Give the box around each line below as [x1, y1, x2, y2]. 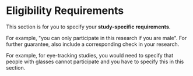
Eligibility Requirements [6, 4, 124, 17]
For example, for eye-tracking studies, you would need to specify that [6, 52, 174, 59]
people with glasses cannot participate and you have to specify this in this [6, 58, 184, 65]
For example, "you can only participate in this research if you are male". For [6, 34, 187, 41]
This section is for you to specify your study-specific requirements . [6, 23, 171, 30]
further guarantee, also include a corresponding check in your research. [6, 41, 180, 48]
